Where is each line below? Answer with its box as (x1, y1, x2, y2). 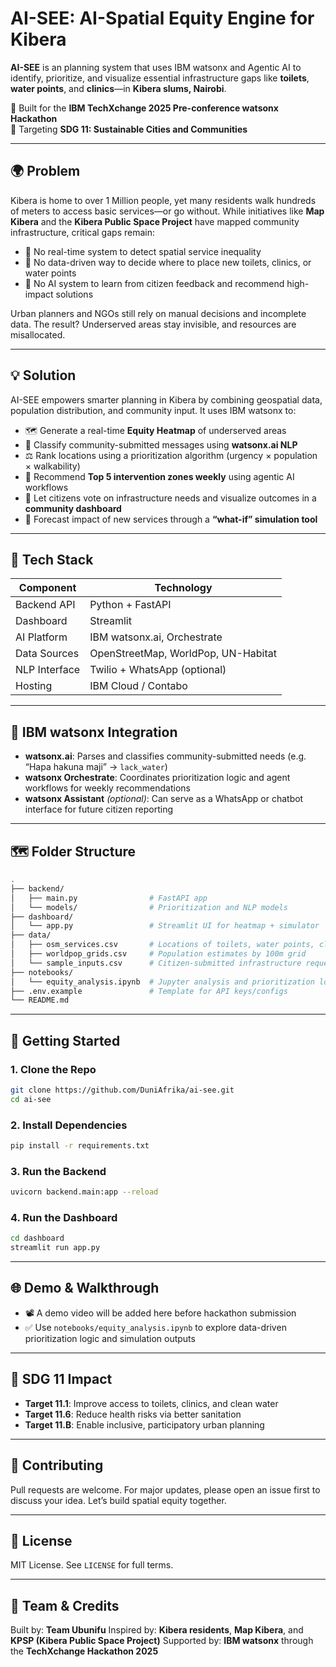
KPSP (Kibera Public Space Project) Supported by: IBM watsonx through (10, 1635, 314, 1647)
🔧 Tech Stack (10, 551, 94, 568)
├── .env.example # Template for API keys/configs (10, 986, 288, 996)
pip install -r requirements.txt (10, 1140, 150, 1151)
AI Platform (15, 630, 68, 644)
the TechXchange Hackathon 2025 (10, 1645, 159, 1657)
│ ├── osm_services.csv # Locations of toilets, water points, (10, 940, 315, 950)
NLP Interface (15, 663, 81, 677)
